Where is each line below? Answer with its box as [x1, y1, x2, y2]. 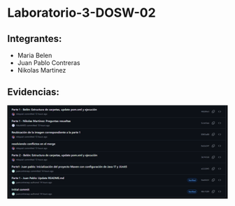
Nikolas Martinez [17, 66, 66, 74]
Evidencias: [7, 86, 59, 98]
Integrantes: [7, 33, 62, 45]
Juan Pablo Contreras [17, 59, 80, 67]
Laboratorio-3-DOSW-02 [7, 5, 156, 21]
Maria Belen [17, 51, 52, 59]
